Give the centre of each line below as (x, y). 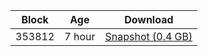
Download (149, 19)
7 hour (80, 36)
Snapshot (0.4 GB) (148, 36)
